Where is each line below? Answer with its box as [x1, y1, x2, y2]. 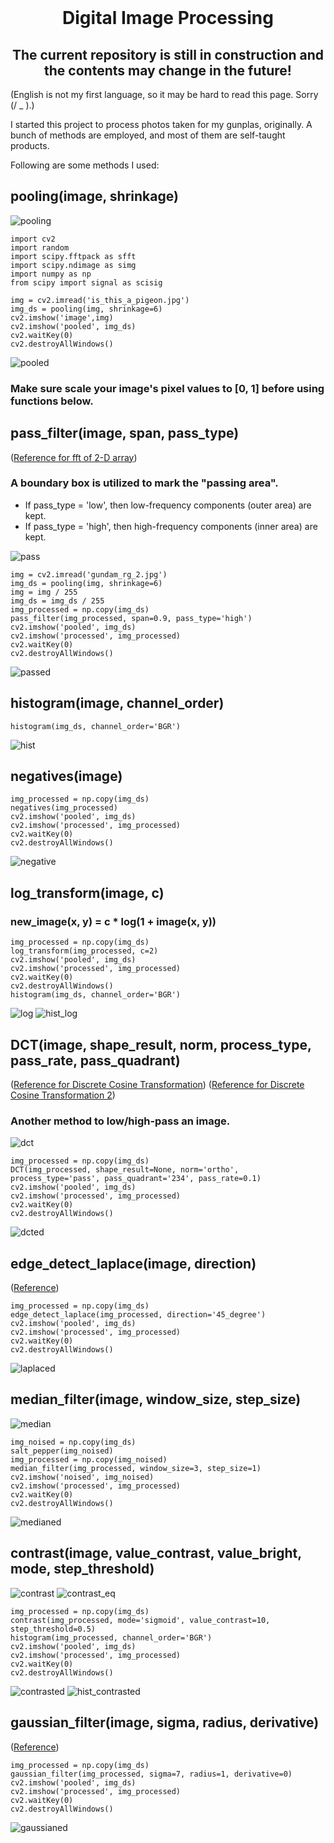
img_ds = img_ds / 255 [10, 596, 105, 606]
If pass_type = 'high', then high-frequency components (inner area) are [24, 520, 318, 532]
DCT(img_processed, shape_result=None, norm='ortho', [10, 1165, 240, 1175]
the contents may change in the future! [44, 62, 292, 79]
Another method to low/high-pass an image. [10, 1114, 231, 1128]
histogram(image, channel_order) [10, 695, 225, 712]
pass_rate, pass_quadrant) [10, 1052, 181, 1069]
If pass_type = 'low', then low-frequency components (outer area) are [24, 499, 312, 511]
